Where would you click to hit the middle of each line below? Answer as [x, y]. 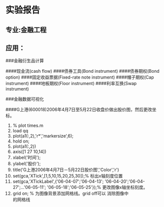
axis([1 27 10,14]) [29, 152]
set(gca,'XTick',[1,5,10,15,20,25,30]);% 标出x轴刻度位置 [68, 176]
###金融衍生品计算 [25, 61]
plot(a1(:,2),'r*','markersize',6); [43, 136]
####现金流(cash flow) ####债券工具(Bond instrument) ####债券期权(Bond [82, 71]
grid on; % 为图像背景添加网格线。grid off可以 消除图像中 [71, 193]
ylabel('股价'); [27, 164]
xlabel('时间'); [27, 157]
